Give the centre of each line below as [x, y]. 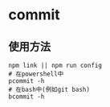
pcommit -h [26, 81]
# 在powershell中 [36, 74]
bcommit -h [26, 97]
